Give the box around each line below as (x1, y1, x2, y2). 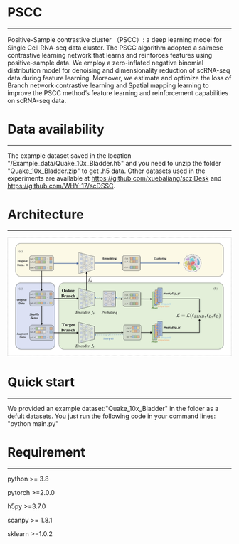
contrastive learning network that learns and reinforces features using (7, 50, 213, 59)
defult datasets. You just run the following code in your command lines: (7, 412, 216, 420)
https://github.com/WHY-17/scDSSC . (7, 181, 116, 190)
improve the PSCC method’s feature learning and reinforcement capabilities (7, 88, 229, 97)
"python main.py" (7, 419, 59, 427)
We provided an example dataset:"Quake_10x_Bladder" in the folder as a (7, 404, 219, 412)
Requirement (7, 444, 85, 460)
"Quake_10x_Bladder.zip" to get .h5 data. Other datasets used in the (7, 166, 206, 175)
